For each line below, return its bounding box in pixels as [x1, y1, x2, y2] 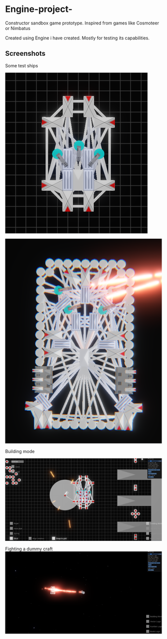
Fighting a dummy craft [5, 546, 53, 552]
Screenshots [5, 49, 46, 58]
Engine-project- [5, 3, 73, 15]
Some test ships [5, 62, 38, 68]
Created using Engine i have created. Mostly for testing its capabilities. [5, 35, 150, 41]
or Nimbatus [5, 25, 31, 31]
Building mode [5, 449, 35, 455]
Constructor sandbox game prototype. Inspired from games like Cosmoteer [5, 20, 159, 26]
